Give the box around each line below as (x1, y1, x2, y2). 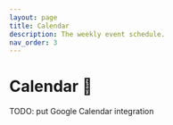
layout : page (9, 12, 58, 22)
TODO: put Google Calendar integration (9, 106, 154, 117)
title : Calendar (9, 21, 70, 30)
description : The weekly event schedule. (9, 29, 166, 38)
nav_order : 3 (9, 37, 58, 47)
